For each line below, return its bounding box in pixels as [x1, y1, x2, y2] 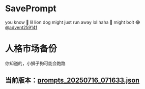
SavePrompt [5, 3, 57, 14]
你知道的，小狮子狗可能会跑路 [5, 60, 65, 66]
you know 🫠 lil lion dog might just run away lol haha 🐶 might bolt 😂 [5, 19, 141, 25]
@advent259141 [5, 24, 38, 30]
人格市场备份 [5, 43, 58, 55]
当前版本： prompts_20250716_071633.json [5, 76, 140, 85]
